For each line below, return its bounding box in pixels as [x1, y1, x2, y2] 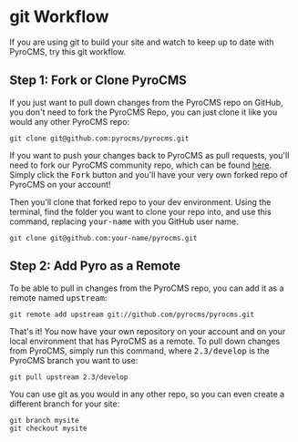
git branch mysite [9, 416, 79, 425]
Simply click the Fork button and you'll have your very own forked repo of [9, 169, 289, 180]
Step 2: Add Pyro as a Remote [9, 258, 181, 274]
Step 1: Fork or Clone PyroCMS [9, 73, 187, 88]
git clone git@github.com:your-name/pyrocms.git [9, 233, 198, 242]
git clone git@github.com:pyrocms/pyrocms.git [9, 134, 190, 143]
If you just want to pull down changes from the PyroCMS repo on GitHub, [9, 97, 284, 108]
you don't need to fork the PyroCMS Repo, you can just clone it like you [9, 107, 278, 118]
